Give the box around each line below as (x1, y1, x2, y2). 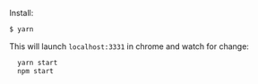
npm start (17, 66, 54, 75)
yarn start (17, 58, 58, 67)
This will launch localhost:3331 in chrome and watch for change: (9, 40, 249, 52)
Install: (9, 8, 34, 18)
